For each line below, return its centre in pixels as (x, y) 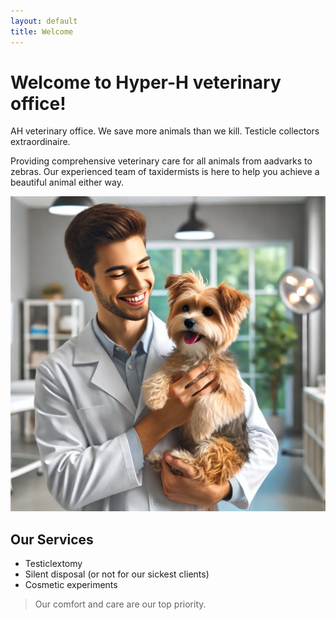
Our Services (52, 539)
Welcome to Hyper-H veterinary (146, 82)
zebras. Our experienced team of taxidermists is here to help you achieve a (165, 172)
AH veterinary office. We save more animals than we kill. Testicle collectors (165, 131)
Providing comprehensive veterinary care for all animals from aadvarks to (161, 161)
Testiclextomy (53, 564)
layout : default (44, 21)
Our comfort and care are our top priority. (120, 604)
